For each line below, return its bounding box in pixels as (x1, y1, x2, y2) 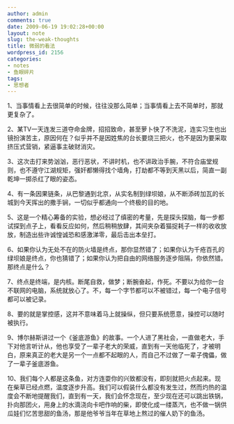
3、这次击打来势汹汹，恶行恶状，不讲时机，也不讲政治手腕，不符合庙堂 (7, 158, 212, 166)
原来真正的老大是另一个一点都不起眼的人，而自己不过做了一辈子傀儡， (19, 351, 221, 359)
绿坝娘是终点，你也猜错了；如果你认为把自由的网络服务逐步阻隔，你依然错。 (7, 254, 227, 262)
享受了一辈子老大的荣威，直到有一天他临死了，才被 (68, 342, 214, 351)
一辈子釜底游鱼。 (13, 360, 63, 368)
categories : (7, 56, 42, 63)
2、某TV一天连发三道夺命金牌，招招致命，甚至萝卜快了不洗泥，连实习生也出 (7, 125, 227, 133)
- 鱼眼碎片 (7, 68, 35, 75)
